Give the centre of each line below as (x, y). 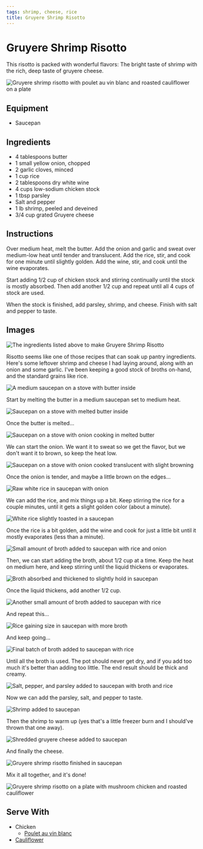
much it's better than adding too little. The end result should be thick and (97, 667)
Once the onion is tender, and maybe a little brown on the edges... (88, 476)
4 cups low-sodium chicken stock (57, 189)
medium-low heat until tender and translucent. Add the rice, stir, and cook (98, 255)
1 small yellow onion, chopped (52, 163)
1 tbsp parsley (32, 196)
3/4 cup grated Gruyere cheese (55, 215)
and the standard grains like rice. (47, 376)
